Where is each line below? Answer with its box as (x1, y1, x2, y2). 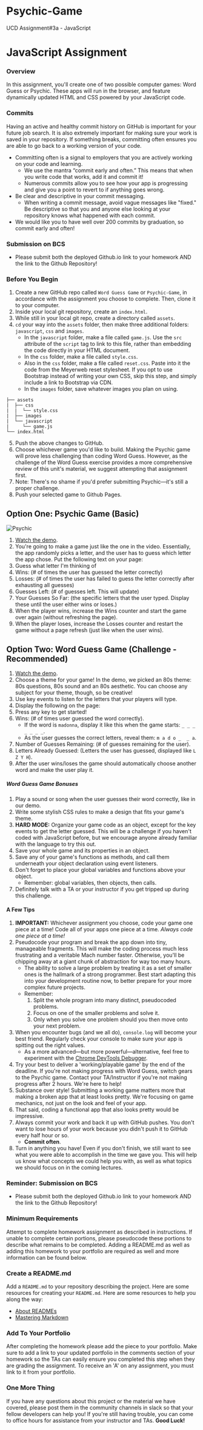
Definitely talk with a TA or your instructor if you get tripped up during (15, 885, 189, 893)
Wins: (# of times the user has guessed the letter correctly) (15, 568, 163, 576)
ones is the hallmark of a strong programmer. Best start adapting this (24, 971, 196, 978)
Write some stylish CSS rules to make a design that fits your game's (15, 808, 185, 816)
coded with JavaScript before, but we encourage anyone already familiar (15, 834, 198, 841)
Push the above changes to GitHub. (15, 439, 104, 447)
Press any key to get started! (15, 708, 87, 716)
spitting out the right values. (15, 1042, 85, 1049)
